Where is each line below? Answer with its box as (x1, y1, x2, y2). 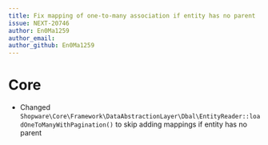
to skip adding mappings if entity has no (114, 119, 248, 129)
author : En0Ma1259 (8, 26, 70, 34)
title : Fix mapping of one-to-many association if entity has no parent (8, 11, 256, 20)
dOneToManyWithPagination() (19, 121, 114, 129)
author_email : (8, 34, 56, 42)
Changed (19, 103, 50, 112)
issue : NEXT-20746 (8, 19, 70, 27)
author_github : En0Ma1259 (8, 42, 94, 50)
